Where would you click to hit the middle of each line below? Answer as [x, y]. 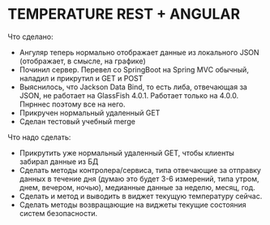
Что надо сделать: [39, 137]
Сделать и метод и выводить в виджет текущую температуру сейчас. [141, 196]
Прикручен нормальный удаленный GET [90, 112]
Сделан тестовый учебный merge [77, 121]
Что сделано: [30, 37]
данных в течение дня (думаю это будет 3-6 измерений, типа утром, [139, 179]
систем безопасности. [58, 213]
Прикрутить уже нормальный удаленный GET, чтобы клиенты [126, 153]
